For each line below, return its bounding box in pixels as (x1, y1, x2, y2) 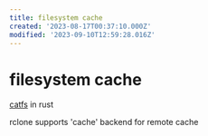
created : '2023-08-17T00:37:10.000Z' (9, 22, 152, 31)
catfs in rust (9, 99, 54, 110)
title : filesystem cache (9, 13, 103, 23)
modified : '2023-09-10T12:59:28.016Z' (9, 30, 156, 39)
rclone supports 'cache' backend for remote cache (9, 117, 199, 128)
